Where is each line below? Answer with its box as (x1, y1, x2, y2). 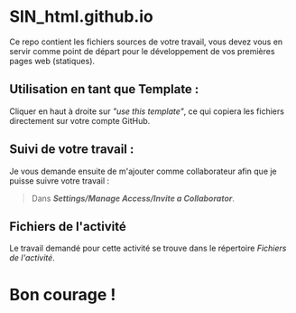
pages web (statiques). (9, 55, 96, 66)
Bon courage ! (9, 284, 116, 305)
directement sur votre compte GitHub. (9, 115, 151, 126)
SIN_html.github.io (9, 6, 153, 27)
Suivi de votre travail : (9, 142, 134, 157)
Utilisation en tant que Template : (9, 81, 199, 97)
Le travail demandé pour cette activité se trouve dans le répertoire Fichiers (9, 242, 287, 254)
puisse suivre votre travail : (9, 175, 110, 186)
